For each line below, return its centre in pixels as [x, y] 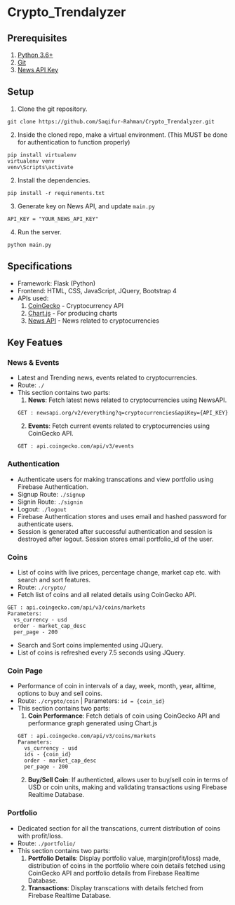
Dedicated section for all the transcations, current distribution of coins [119, 828]
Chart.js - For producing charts [73, 313]
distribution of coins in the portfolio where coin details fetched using [127, 865]
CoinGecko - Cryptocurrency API [76, 305]
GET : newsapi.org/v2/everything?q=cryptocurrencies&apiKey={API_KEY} [123, 413]
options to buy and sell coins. [60, 693]
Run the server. [39, 232]
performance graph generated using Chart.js [93, 723]
